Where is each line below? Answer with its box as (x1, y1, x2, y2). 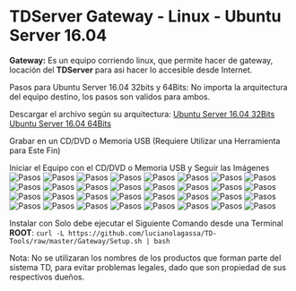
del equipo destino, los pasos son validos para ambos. (9, 91, 211, 102)
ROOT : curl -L (9, 227, 65, 238)
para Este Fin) (9, 145, 61, 156)
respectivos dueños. (9, 271, 85, 282)
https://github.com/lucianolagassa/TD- (67, 228, 217, 238)
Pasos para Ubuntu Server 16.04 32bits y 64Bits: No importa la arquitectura (9, 81, 289, 92)
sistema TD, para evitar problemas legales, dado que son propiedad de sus (9, 261, 287, 272)
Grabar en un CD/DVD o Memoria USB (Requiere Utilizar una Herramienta (9, 135, 281, 146)
